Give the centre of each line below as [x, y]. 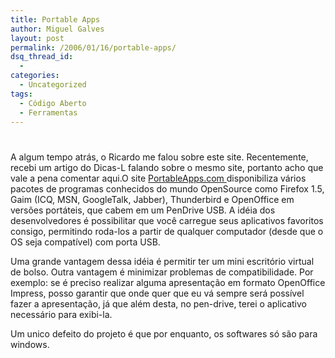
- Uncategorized [53, 85]
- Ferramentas [48, 112]
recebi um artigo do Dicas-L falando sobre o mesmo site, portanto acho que [167, 167]
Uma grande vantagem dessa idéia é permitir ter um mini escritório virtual [162, 261]
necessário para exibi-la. [61, 314]
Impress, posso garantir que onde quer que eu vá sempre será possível [157, 293]
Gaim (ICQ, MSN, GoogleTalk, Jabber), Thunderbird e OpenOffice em [152, 199]
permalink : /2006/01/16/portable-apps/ [93, 47]
